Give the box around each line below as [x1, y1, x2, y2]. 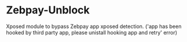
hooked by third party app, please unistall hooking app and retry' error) [6, 29, 178, 36]
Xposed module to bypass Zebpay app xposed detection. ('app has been [6, 23, 182, 30]
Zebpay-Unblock [6, 3, 90, 17]
